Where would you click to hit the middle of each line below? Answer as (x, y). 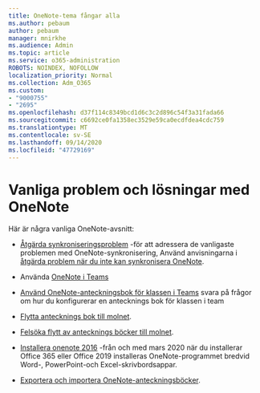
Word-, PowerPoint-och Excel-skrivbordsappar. (99, 365)
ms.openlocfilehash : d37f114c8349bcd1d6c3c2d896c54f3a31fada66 (116, 113)
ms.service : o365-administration (64, 61)
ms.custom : (26, 90)
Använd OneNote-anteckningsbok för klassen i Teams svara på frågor (136, 293)
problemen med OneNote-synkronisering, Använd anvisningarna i (129, 253)
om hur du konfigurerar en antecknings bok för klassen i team (122, 301)
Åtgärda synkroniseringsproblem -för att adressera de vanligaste (127, 245)
